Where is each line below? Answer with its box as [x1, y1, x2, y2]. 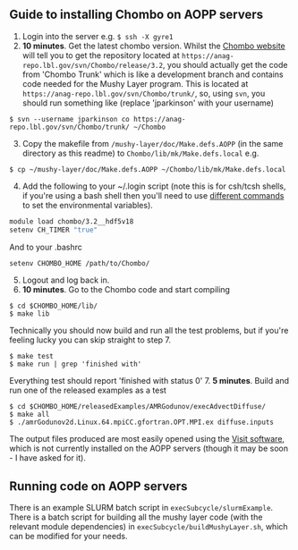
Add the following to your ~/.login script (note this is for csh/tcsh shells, [21, 181, 286, 191]
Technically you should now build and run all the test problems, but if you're [9, 326, 289, 336]
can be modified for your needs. [9, 531, 128, 542]
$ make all [9, 410, 50, 419]
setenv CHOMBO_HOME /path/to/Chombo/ [9, 258, 150, 267]
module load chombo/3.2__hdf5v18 [9, 216, 134, 226]
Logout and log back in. [21, 275, 110, 285]
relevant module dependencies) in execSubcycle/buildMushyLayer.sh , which [9, 521, 288, 532]
